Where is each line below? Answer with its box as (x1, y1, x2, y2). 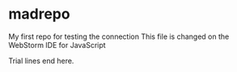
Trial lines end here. (8, 56, 74, 66)
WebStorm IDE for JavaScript (8, 40, 107, 49)
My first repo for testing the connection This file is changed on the (8, 32, 230, 41)
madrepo (8, 5, 70, 23)
